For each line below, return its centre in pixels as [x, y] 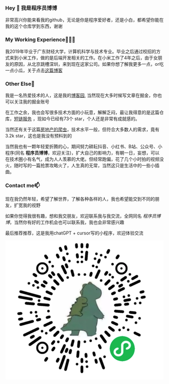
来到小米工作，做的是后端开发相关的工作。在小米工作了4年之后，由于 [81, 58]
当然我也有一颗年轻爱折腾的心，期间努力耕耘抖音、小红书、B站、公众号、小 [84, 146]
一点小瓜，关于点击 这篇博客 [34, 70]
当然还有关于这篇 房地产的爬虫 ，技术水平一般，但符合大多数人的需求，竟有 [82, 129]
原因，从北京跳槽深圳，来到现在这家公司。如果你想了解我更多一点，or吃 [89, 64]
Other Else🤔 [20, 83]
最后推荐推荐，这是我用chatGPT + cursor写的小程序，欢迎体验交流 [74, 233]
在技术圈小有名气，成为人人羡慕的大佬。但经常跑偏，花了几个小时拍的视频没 [84, 159]
